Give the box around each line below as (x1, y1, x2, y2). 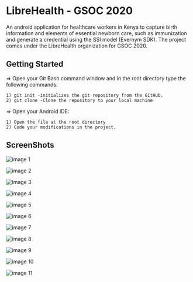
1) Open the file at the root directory (6, 119, 106, 125)
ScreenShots (6, 140, 54, 150)
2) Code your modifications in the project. (6, 124, 116, 130)
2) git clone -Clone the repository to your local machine (6, 97, 153, 103)
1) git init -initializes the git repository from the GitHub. (6, 92, 164, 98)
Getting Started (6, 59, 64, 69)
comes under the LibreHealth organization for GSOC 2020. (6, 42, 148, 49)
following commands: (6, 81, 58, 88)
